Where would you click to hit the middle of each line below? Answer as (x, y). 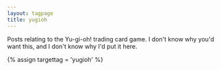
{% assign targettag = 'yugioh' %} (55, 59)
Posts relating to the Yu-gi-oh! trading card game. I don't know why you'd (110, 39)
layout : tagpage (30, 13)
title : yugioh (27, 20)
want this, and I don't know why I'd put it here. (73, 46)
